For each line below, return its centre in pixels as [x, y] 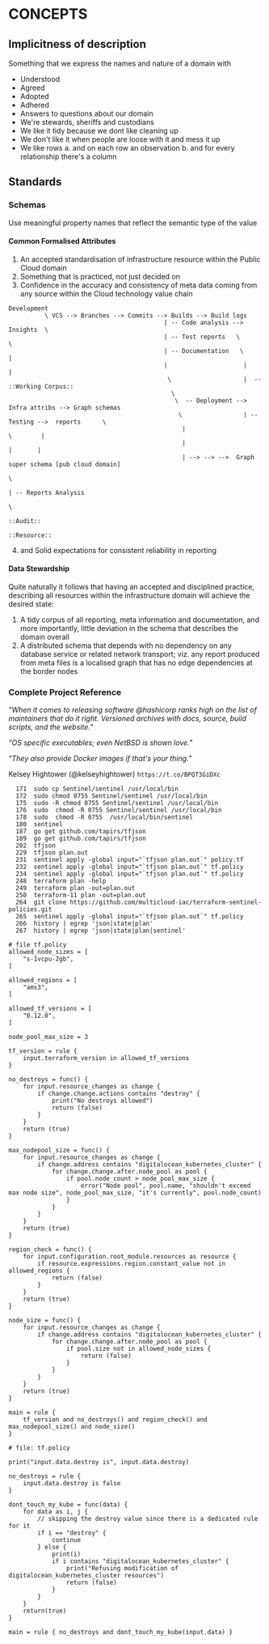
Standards [35, 182]
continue [66, 1540]
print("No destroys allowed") [102, 1101]
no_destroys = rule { [45, 1476]
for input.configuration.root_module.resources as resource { [130, 1257]
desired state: [31, 604]
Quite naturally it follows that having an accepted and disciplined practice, [132, 587]
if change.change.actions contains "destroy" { [119, 1094]
